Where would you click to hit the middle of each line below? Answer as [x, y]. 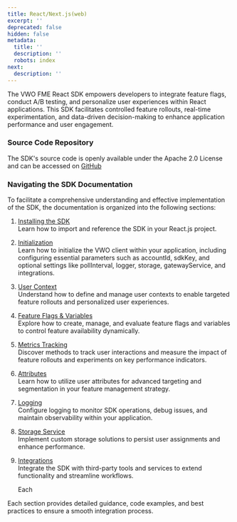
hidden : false [28, 34]
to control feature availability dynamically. [79, 331]
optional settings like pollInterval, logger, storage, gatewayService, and [122, 265]
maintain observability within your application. [85, 418]
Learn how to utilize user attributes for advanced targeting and [109, 382]
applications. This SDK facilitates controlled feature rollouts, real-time [109, 109]
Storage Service [41, 431]
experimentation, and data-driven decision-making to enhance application [116, 117]
